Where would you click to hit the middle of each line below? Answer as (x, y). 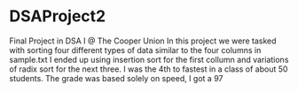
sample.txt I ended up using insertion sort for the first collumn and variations (149, 59)
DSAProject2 (58, 16)
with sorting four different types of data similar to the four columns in (135, 50)
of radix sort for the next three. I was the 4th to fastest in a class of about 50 (149, 69)
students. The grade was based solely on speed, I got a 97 (116, 78)
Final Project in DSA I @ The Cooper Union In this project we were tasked (143, 41)
